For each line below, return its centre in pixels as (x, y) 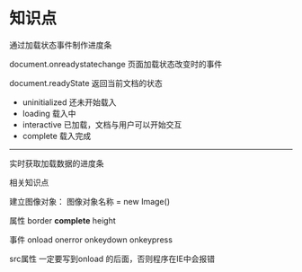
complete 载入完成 (57, 136)
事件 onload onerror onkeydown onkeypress (91, 240)
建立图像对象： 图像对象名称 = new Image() (90, 201)
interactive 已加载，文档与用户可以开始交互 (102, 124)
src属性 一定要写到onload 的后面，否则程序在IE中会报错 (112, 259)
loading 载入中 (49, 113)
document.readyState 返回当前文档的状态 (86, 83)
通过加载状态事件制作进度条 (61, 45)
